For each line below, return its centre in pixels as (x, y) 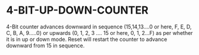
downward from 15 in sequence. (45, 46)
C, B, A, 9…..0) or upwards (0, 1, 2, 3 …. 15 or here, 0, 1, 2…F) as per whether (99, 33)
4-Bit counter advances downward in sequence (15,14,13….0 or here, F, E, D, (99, 27)
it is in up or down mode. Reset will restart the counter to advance (87, 39)
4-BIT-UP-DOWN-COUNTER (77, 10)
